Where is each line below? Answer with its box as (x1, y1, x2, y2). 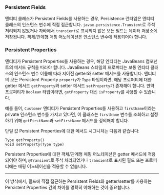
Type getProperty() (5, 137, 45, 143)
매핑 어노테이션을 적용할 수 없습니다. (18, 163, 87, 169)
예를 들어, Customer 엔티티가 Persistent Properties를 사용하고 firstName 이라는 (5, 105, 156, 111)
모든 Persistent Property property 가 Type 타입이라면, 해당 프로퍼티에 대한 (10, 76, 152, 82)
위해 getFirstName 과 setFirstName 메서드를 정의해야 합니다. (14, 117, 129, 123)
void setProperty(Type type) (5, 142, 64, 147)
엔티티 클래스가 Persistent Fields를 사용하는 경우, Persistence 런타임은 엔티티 (5, 16, 155, 22)
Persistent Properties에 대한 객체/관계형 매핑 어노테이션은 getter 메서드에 (5, 151, 147, 157)
